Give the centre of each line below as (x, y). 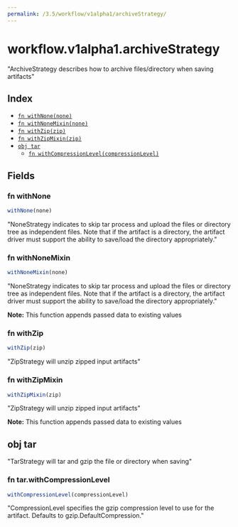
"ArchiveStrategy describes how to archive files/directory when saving (111, 69)
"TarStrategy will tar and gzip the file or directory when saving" (100, 462)
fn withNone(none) (45, 116)
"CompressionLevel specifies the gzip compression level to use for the (111, 508)
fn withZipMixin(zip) (49, 139)
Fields (21, 176)
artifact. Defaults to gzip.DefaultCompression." (76, 516)
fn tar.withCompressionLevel (59, 480)
